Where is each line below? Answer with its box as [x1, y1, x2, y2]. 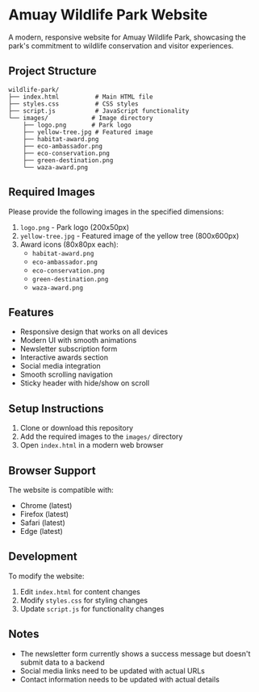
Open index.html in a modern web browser [19, 440, 164, 450]
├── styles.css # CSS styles [8, 99, 139, 108]
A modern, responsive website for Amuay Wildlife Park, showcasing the [8, 32, 246, 42]
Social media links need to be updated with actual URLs [19, 665, 206, 675]
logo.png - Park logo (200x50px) [19, 222, 130, 231]
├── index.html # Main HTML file [8, 93, 153, 101]
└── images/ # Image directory [8, 114, 153, 122]
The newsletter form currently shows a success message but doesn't [19, 648, 251, 658]
